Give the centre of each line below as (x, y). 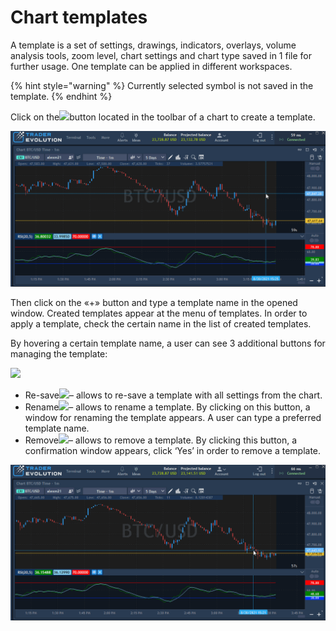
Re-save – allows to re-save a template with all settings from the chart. (173, 395)
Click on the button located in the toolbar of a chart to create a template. (163, 117)
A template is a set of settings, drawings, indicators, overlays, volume (153, 45)
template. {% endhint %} (61, 96)
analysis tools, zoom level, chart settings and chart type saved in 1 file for (161, 55)
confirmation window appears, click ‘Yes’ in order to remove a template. (173, 450)
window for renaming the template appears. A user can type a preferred (173, 417)
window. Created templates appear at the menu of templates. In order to (159, 313)
